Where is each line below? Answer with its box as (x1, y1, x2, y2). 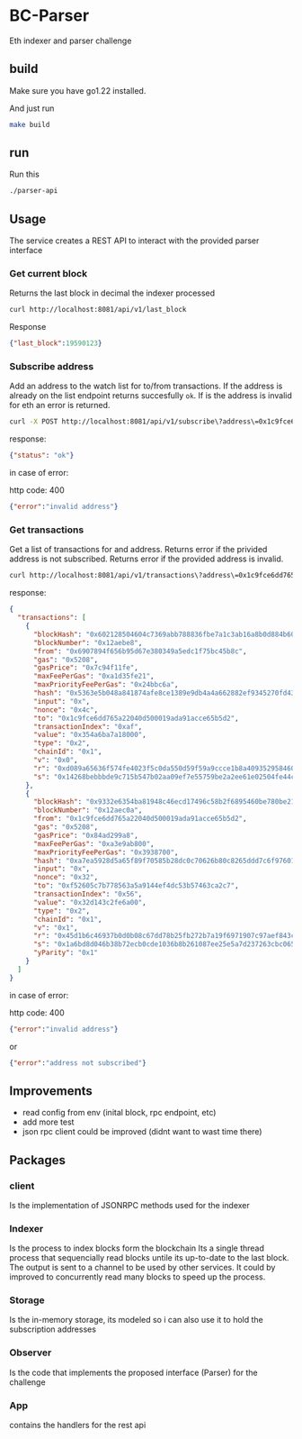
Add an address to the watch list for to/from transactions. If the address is (9, 380, 283, 392)
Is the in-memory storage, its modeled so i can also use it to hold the (9, 1315, 263, 1325)
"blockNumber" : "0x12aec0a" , (32, 806, 143, 815)
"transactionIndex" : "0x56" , (32, 889, 143, 899)
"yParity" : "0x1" (32, 948, 99, 958)
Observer (9, 1346, 52, 1359)
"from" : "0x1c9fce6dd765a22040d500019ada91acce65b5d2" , (32, 815, 247, 824)
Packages (9, 1152, 66, 1168)
